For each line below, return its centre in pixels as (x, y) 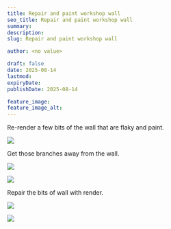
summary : (19, 26)
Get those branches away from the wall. (63, 154)
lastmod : (19, 76)
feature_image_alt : (35, 108)
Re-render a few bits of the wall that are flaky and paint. (85, 128)
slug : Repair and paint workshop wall (62, 39)
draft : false (26, 64)
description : (26, 33)
